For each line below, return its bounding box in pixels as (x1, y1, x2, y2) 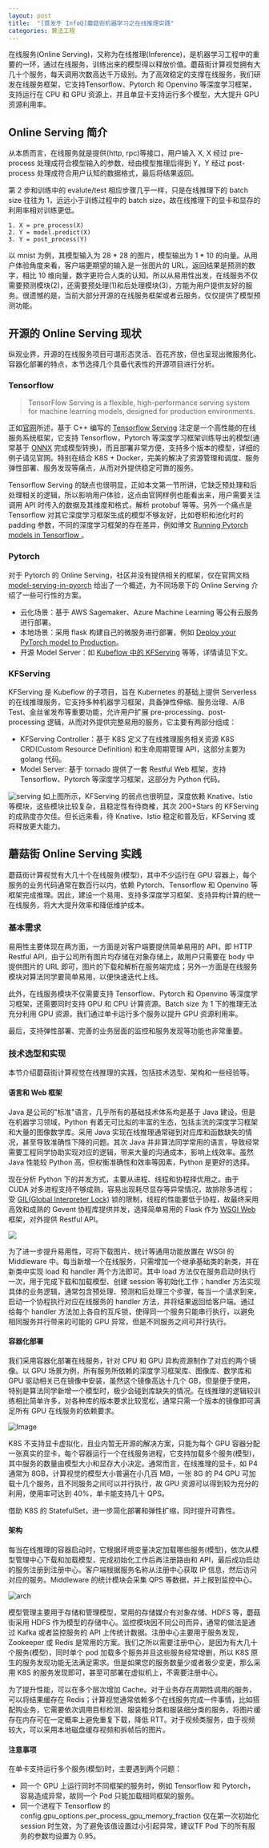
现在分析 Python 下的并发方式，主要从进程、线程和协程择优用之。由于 (8, 1174, 239, 1184)
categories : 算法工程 (8, 26, 76, 34)
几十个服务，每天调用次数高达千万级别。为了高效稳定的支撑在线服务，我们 (8, 70, 254, 79)
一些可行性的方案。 (22, 590, 86, 600)
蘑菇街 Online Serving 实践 (8, 847, 142, 861)
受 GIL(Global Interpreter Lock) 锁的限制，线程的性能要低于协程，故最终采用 (8, 1194, 259, 1204)
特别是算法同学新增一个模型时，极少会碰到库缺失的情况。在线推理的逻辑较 (8, 1385, 254, 1396)
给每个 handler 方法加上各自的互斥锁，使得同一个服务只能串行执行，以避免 (8, 1307, 255, 1316)
